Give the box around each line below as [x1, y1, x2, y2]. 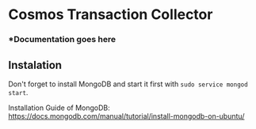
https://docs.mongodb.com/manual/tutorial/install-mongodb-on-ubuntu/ [8, 111, 245, 120]
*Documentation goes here [8, 34, 117, 45]
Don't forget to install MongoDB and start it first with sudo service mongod [8, 79, 248, 89]
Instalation [8, 58, 62, 72]
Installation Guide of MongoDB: [8, 103, 111, 112]
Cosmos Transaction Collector [8, 6, 213, 24]
